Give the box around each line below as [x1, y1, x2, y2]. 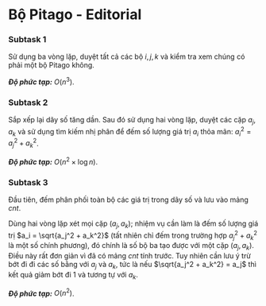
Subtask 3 [8, 176, 48, 188]
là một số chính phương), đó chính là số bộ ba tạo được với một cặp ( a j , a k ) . [8, 241, 254, 252]
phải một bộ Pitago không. [8, 60, 95, 70]
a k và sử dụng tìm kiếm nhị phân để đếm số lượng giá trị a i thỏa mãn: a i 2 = [8, 126, 252, 138]
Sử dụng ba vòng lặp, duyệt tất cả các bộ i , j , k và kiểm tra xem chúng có [8, 52, 245, 61]
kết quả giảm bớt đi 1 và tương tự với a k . [8, 269, 139, 281]
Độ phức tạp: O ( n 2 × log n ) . [8, 156, 98, 166]
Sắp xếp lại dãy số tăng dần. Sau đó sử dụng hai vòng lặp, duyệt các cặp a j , [8, 115, 256, 126]
